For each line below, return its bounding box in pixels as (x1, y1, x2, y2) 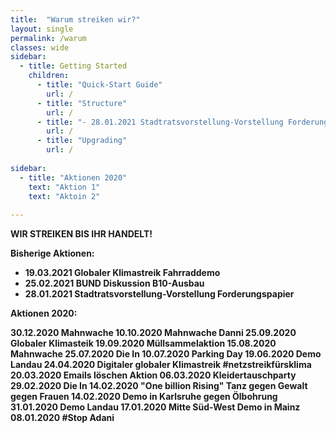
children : (28, 71, 70, 81)
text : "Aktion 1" (28, 182, 101, 192)
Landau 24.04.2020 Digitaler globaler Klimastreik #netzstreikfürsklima (10, 359, 312, 371)
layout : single (10, 24, 74, 34)
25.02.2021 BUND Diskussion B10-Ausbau (24, 277, 205, 290)
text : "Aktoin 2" (28, 191, 101, 201)
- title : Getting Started (19, 61, 128, 71)
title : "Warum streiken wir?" (10, 14, 141, 25)
